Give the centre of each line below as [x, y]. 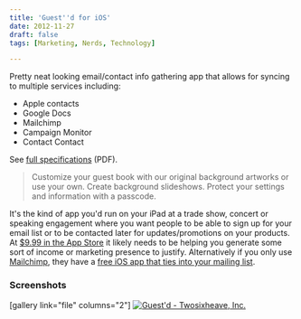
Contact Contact [53, 142]
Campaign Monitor [57, 133]
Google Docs [47, 113]
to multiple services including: [65, 86]
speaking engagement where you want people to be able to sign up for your [150, 223]
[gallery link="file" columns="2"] [70, 305]
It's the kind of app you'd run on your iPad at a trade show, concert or [139, 214]
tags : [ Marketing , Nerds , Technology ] [82, 43]
